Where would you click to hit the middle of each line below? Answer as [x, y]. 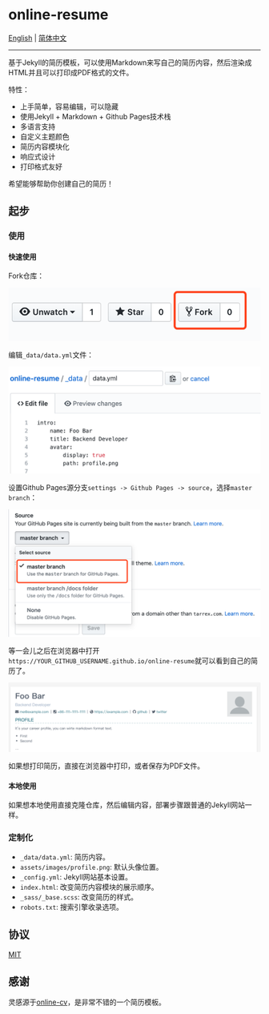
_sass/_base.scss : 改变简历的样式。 [79, 897]
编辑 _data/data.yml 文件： [51, 355]
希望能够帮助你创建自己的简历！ [61, 183]
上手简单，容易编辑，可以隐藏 [69, 107]
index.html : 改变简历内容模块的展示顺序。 [89, 887]
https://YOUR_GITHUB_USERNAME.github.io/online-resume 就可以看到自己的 [130, 661]
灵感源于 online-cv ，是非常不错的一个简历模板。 [87, 1002]
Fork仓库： [26, 276]
